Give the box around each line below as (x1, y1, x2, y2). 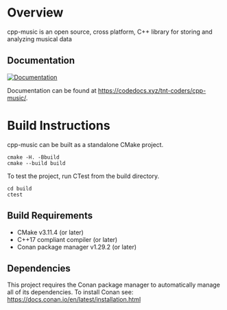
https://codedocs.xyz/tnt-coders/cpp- (98, 86, 206, 94)
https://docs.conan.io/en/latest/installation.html (7, 296, 141, 304)
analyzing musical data (7, 34, 72, 43)
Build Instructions (7, 118, 111, 133)
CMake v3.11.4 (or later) (16, 228, 84, 236)
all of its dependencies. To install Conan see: (7, 288, 134, 296)
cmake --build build (7, 159, 67, 166)
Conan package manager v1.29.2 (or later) (16, 243, 137, 251)
